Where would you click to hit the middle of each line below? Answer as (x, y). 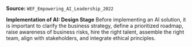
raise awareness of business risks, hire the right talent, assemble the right (95, 32)
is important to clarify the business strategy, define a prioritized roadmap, (95, 26)
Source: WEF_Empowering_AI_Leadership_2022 (60, 8)
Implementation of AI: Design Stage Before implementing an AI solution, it (96, 19)
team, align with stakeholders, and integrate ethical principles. (81, 38)
